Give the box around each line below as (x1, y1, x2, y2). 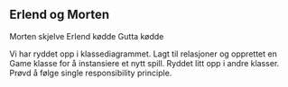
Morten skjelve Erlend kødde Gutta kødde (9, 30, 164, 41)
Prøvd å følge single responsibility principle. (9, 67, 172, 78)
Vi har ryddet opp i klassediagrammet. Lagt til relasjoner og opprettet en (9, 48, 277, 59)
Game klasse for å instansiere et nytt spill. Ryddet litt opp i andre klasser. (9, 57, 280, 68)
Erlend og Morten (9, 7, 110, 22)
